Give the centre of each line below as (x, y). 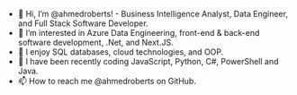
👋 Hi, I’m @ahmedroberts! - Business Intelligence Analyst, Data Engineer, (153, 14)
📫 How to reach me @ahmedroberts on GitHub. (107, 81)
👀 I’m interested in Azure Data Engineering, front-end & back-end (139, 33)
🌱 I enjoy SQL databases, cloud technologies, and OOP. (121, 52)
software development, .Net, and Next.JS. (95, 42)
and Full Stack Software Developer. (83, 23)
